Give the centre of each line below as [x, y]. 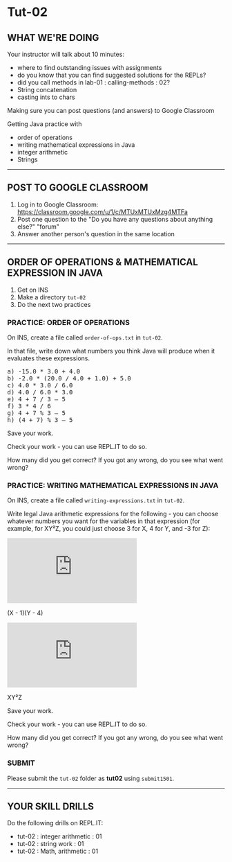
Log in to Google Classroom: [58, 204]
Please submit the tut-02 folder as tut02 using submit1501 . [91, 778]
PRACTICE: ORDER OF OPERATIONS [68, 322]
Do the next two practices [54, 304]
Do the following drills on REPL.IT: [55, 823]
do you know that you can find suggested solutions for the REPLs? [112, 75]
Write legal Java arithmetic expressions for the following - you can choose [113, 514]
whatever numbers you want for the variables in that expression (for [104, 521]
